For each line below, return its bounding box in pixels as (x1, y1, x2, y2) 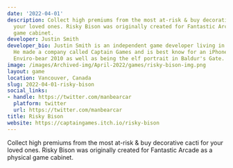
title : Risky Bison (7, 113, 64, 120)
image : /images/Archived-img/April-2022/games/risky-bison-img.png (7, 62, 207, 68)
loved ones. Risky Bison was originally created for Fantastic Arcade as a (7, 146, 213, 154)
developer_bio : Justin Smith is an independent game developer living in (7, 42, 225, 49)
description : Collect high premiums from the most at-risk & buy (7, 17, 200, 24)
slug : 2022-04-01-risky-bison (7, 81, 95, 88)
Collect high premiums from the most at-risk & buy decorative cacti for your (7, 138, 223, 147)
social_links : (7, 87, 49, 94)
